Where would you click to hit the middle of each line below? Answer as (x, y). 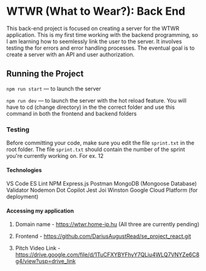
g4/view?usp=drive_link (45, 261)
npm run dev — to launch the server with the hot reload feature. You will (97, 100)
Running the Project (45, 74)
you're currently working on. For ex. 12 (55, 156)
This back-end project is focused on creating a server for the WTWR (93, 28)
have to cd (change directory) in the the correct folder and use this (91, 107)
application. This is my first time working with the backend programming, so (102, 34)
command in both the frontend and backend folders (71, 113)
